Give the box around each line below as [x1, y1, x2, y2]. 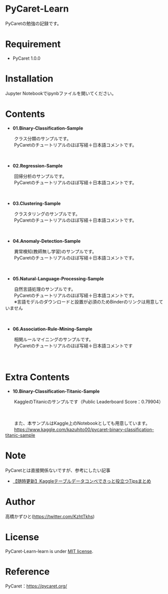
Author [5, 496, 35, 507]
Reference [5, 566, 50, 577]
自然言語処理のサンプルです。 [14, 286, 76, 292]
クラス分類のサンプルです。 [14, 135, 71, 142]
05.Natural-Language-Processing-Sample [12, 275, 104, 281]
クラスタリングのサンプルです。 [14, 210, 80, 217]
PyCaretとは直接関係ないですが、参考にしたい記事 [5, 467, 110, 473]
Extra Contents [5, 371, 70, 383]
